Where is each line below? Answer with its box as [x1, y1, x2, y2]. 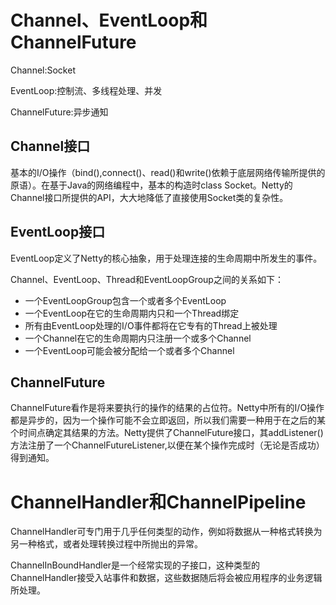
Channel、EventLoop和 [10, 9, 208, 32]
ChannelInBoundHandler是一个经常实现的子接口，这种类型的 [10, 559, 261, 571]
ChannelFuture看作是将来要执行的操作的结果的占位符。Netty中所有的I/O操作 [10, 402, 325, 414]
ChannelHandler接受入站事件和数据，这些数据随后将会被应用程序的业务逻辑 [10, 572, 323, 584]
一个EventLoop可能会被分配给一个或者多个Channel [24, 344, 235, 356]
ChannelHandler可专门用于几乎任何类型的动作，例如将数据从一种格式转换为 [10, 526, 323, 538]
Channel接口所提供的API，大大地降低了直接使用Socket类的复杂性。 [10, 191, 289, 203]
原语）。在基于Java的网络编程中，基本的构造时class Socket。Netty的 [10, 179, 293, 191]
